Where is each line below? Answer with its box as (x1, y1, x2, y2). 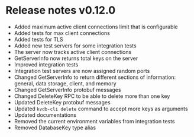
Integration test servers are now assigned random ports (14, 67, 150, 74)
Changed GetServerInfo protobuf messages (14, 86, 121, 93)
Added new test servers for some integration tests (14, 42, 137, 49)
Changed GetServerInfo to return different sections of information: (14, 74, 176, 81)
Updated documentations (14, 111, 76, 119)
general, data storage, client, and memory (14, 79, 117, 87)
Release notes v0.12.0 (5, 4, 116, 17)
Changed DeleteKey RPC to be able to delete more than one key (14, 93, 170, 100)
